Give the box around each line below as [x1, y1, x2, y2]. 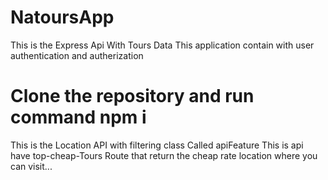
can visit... [10, 160, 53, 172]
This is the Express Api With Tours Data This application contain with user [10, 39, 315, 51]
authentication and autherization [10, 49, 144, 61]
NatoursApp [10, 6, 115, 29]
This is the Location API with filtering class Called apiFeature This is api [10, 139, 304, 151]
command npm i [10, 106, 147, 129]
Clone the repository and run [10, 85, 255, 108]
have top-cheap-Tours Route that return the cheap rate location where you [10, 149, 318, 161]
